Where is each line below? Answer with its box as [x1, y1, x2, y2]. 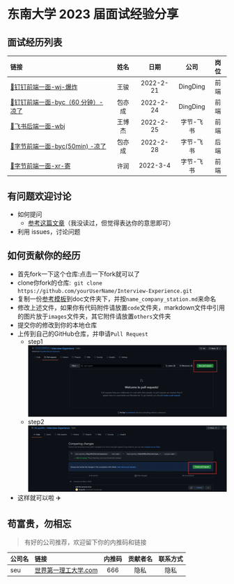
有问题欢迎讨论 [7, 190, 72, 202]
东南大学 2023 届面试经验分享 [7, 6, 179, 22]
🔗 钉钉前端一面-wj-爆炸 [10, 82, 78, 91]
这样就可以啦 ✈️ [17, 493, 61, 502]
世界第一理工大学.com [34, 566, 98, 574]
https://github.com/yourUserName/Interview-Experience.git [17, 287, 193, 294]
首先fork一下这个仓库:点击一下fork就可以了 [17, 269, 141, 278]
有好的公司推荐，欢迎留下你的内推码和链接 [24, 538, 147, 546]
